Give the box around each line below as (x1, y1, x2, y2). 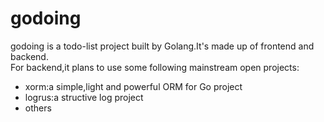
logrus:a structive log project (24, 91, 144, 103)
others (24, 102, 52, 114)
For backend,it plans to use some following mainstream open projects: (10, 61, 300, 73)
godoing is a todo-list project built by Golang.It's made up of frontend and (10, 40, 315, 52)
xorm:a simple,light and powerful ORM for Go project (24, 80, 243, 92)
